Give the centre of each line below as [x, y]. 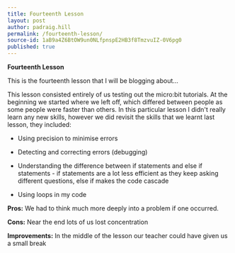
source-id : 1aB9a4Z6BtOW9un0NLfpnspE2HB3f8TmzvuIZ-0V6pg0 [94, 40]
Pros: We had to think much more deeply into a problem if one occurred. [113, 208]
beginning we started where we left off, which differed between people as [115, 102]
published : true [31, 47]
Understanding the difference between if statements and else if [110, 166]
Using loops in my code [52, 195]
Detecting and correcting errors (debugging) [82, 152]
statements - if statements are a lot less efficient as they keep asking [118, 173]
